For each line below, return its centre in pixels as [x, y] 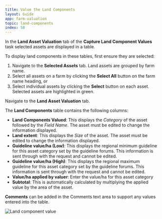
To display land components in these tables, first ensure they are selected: [80, 56]
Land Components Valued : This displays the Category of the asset [80, 120]
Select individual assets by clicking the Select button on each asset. [81, 86]
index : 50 [15, 28]
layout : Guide [20, 14]
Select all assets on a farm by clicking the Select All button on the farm [83, 76]
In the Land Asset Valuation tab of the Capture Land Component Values [79, 41]
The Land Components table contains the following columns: [67, 111]
